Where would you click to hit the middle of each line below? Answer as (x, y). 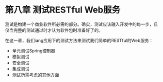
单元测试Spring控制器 (34, 51)
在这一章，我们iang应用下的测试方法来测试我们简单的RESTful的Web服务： (79, 40)
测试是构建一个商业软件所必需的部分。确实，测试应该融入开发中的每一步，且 (81, 24)
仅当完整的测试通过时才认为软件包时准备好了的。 (54, 30)
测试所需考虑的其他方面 (35, 75)
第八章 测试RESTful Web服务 (63, 10)
